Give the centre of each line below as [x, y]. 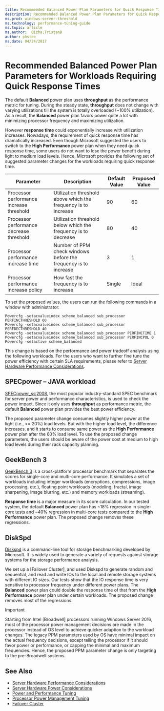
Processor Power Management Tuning [51, 698]
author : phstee [20, 37]
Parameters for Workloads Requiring [81, 76]
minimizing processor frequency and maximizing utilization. [65, 121]
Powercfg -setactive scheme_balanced [43, 342]
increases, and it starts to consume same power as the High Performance [80, 429]
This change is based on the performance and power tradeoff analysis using [82, 351]
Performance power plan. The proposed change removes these [70, 517]
